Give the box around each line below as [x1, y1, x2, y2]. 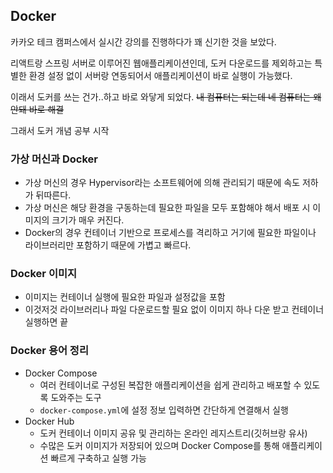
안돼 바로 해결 [10, 103, 65, 115]
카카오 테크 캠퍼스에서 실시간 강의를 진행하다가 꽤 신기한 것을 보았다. [10, 35, 277, 48]
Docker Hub [24, 415, 75, 427]
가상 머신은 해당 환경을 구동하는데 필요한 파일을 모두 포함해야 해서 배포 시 [24, 202, 311, 214]
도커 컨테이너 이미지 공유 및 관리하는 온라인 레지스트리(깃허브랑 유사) [39, 427, 308, 439]
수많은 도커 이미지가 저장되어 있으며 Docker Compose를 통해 [39, 439, 280, 451]
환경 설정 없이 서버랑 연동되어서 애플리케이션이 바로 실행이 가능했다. [28, 69, 293, 81]
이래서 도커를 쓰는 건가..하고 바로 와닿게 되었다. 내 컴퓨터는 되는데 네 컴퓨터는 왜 [10, 90, 322, 103]
